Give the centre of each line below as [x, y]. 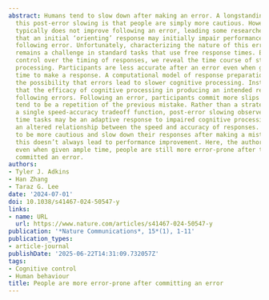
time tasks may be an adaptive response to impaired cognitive [123, 120]
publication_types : [41, 239]
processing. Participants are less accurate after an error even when [136, 68]
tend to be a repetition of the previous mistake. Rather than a [127, 105]
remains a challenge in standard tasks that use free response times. [136, 53]
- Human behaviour [39, 276]
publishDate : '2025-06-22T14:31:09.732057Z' [84, 254]
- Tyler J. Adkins [39, 172]
